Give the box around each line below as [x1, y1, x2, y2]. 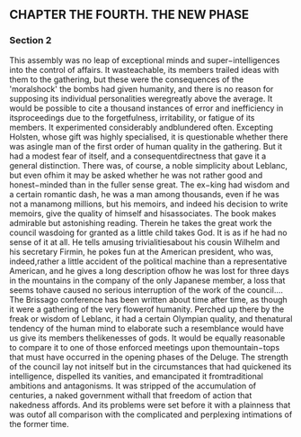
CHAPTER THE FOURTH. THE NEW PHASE [9, 7, 250, 23]
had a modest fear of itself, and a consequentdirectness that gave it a [9, 150, 267, 161]
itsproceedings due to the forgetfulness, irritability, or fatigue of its [9, 112, 255, 123]
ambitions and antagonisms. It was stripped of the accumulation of [9, 380, 257, 391]
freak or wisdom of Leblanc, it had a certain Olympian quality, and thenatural [9, 313, 293, 323]
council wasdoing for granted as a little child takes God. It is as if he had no [9, 227, 288, 238]
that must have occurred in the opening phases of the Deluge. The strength [9, 351, 289, 362]
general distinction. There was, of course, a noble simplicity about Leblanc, [9, 159, 288, 170]
